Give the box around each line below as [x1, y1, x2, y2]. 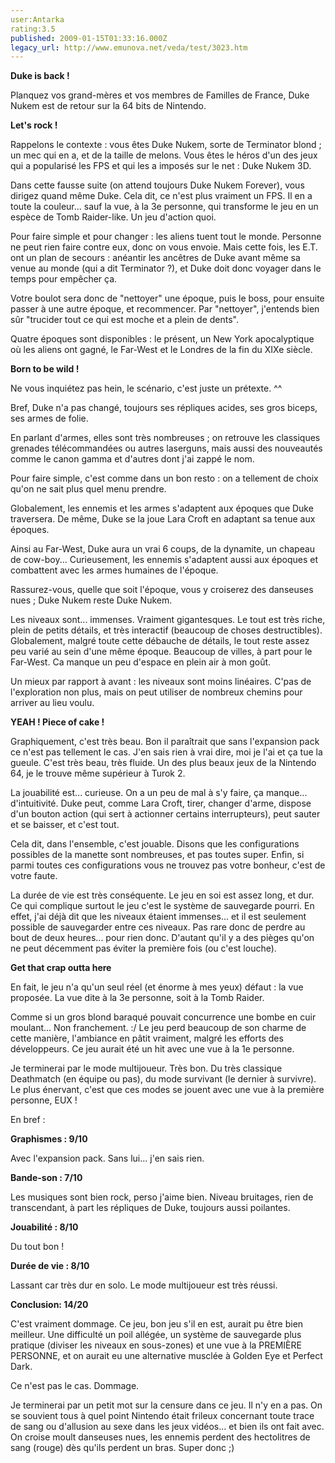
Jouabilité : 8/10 [10, 1221, 79, 1233]
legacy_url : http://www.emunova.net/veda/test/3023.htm [10, 42, 248, 53]
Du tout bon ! [10, 1241, 65, 1253]
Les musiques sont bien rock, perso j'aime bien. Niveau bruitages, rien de [10, 1191, 314, 1203]
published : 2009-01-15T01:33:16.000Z [10, 33, 168, 43]
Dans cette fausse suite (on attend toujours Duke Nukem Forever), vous [10, 179, 305, 191]
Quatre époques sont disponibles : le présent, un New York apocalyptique [10, 333, 315, 345]
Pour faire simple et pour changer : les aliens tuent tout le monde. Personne [10, 231, 322, 243]
